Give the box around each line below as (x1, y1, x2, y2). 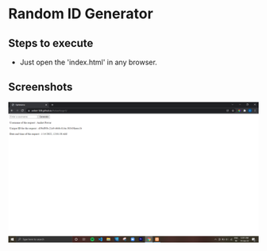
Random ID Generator (8, 5, 153, 23)
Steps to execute (8, 37, 94, 50)
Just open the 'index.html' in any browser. (19, 57, 157, 67)
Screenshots (8, 80, 73, 94)
